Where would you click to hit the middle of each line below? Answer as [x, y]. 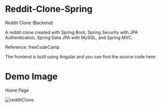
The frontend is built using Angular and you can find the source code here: [81, 56]
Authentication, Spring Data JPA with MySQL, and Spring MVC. [69, 37]
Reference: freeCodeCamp [32, 47]
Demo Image [32, 77]
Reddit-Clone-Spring [49, 9]
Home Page [17, 90]
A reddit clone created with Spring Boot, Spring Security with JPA [71, 32]
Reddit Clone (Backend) [29, 23]
